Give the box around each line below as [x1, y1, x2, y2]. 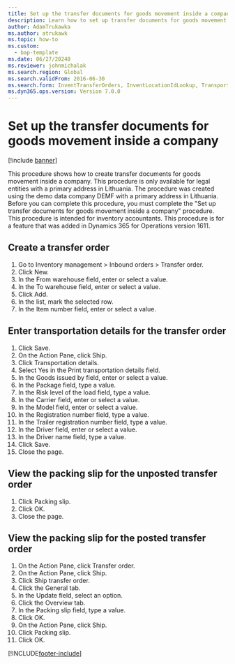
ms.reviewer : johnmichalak [8, 62, 86, 69]
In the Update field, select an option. [17, 591, 123, 600]
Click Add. [17, 290, 48, 298]
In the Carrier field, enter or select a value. [17, 395, 140, 404]
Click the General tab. [17, 584, 81, 592]
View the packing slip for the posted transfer [8, 532, 206, 544]
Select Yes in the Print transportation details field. [17, 366, 161, 374]
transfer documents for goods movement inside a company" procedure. [8, 207, 215, 215]
